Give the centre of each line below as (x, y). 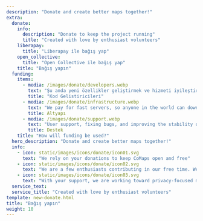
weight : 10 (20, 209)
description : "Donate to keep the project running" (89, 35)
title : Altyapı (47, 113)
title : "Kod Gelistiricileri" (66, 96)
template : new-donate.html (40, 197)
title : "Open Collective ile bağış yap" (74, 62)
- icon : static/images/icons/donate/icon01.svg (78, 153)
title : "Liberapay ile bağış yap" (66, 51)
